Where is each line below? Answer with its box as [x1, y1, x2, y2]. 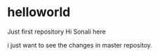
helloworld [7, 4, 71, 20]
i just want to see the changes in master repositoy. [7, 41, 153, 49]
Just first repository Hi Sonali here [7, 27, 106, 36]
